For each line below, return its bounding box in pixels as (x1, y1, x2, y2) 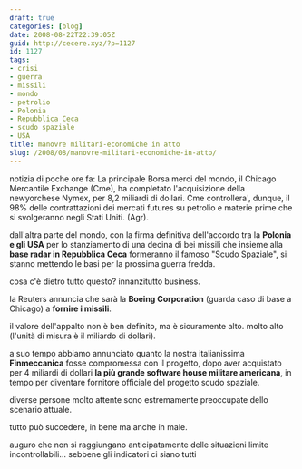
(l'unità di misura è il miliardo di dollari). (9, 330, 156, 341)
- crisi (9, 64, 39, 73)
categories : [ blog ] (9, 22, 83, 31)
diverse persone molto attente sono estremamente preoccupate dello (9, 394, 269, 405)
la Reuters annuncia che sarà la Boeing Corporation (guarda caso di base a (9, 293, 292, 304)
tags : (9, 55, 30, 64)
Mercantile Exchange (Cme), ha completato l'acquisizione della (9, 182, 246, 193)
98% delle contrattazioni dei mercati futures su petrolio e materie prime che (9, 201, 293, 213)
